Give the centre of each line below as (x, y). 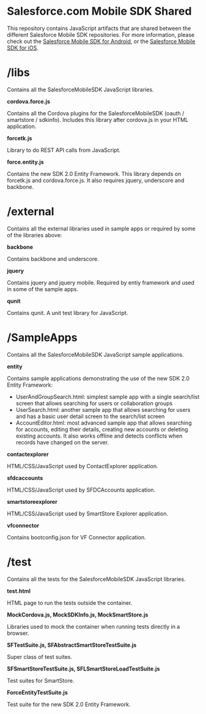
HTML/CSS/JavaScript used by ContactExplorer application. (83, 466)
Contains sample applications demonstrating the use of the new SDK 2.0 (98, 378)
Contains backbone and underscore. (53, 259)
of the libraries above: (35, 235)
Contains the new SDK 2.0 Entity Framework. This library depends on (94, 173)
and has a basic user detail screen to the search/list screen (90, 416)
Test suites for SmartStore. (41, 680)
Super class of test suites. (40, 656)
